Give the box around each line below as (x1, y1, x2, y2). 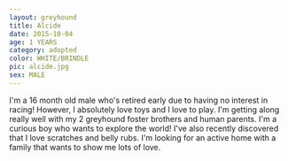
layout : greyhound (9, 12, 77, 22)
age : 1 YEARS (9, 37, 58, 47)
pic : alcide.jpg (9, 63, 69, 72)
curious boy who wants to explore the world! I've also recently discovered (9, 123, 279, 134)
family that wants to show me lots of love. (9, 142, 161, 152)
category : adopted (9, 46, 77, 55)
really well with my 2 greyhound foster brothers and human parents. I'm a (9, 113, 277, 124)
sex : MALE (9, 71, 46, 80)
